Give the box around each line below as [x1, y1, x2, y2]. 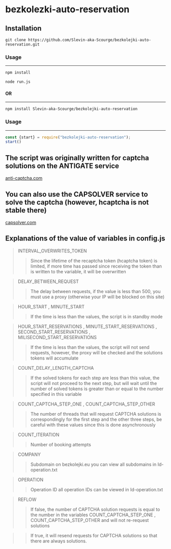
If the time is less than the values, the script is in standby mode [30, 313, 163, 320]
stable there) [5, 206, 47, 214]
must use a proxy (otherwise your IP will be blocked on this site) [30, 294, 165, 300]
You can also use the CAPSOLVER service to [5, 190, 149, 199]
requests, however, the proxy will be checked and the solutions [30, 349, 163, 355]
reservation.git [5, 42, 40, 47]
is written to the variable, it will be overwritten [30, 268, 126, 274]
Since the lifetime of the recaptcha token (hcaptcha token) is [30, 257, 158, 264]
